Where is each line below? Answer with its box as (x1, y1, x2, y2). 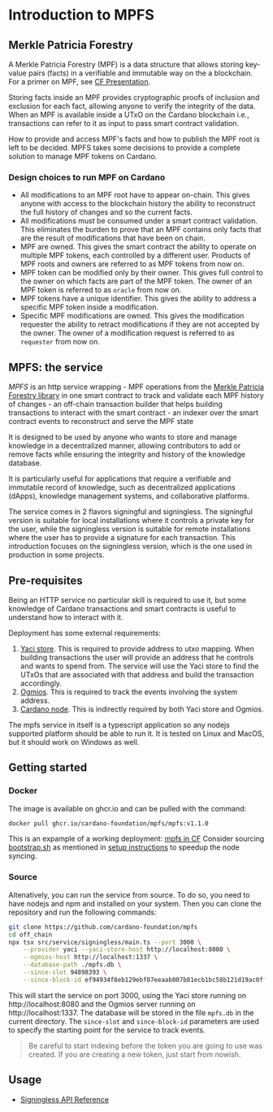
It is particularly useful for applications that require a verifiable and (8, 474, 232, 484)
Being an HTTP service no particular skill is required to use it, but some (8, 595, 246, 604)
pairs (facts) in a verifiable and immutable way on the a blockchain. (28, 68, 253, 78)
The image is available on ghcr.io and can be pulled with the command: (8, 803, 247, 813)
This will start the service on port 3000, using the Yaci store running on (8, 990, 247, 1000)
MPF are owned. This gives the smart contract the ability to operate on (19, 242, 258, 252)
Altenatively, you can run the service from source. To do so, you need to (8, 889, 250, 899)
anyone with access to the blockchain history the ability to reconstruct (19, 199, 256, 209)
